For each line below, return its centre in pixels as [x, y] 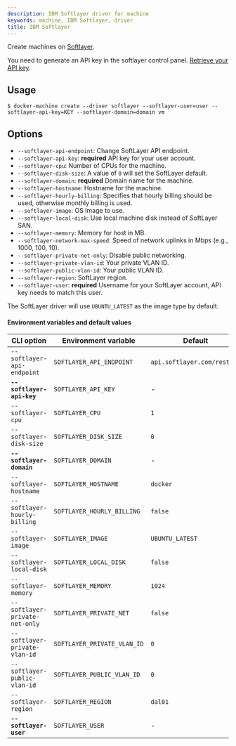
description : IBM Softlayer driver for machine [78, 14]
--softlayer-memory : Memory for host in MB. [81, 233]
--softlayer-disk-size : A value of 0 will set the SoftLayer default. [112, 173]
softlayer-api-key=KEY [40, 112]
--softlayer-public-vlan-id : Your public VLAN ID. [90, 270]
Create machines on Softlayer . [51, 47]
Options [25, 134]
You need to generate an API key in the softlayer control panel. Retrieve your [118, 60]
